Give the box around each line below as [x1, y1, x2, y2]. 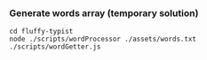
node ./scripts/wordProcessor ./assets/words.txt [9, 34, 197, 44]
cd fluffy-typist [9, 27, 74, 36]
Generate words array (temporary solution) [9, 7, 199, 19]
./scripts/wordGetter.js [9, 42, 101, 51]
